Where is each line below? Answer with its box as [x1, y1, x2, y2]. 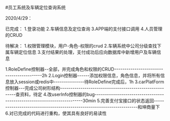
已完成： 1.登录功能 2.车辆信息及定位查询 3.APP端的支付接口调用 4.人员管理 [5, 26, 163, 32]
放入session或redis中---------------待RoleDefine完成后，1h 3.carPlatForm [9, 79, 164, 85]
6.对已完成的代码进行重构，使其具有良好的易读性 [5, 110, 107, 116]
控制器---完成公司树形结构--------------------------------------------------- [5, 85, 164, 91]
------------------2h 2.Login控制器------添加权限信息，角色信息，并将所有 [5, 73, 160, 78]
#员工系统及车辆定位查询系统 [5, 5, 66, 10]
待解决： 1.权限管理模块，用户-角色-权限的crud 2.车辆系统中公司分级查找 [5, 43, 157, 49]
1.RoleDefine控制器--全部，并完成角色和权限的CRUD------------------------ [5, 66, 163, 72]
